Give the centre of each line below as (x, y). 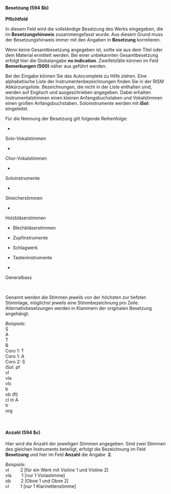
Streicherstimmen (24, 198)
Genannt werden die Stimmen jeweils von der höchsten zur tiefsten (76, 297)
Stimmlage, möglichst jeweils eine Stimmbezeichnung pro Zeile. (72, 303)
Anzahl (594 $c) (23, 432)
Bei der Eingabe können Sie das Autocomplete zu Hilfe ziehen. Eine (76, 76)
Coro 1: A (15, 356)
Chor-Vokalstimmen (26, 158)
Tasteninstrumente (32, 258)
